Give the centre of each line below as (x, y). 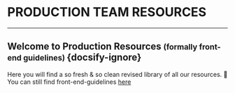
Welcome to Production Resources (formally (102, 46)
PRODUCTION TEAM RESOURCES (107, 12)
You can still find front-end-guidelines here (69, 82)
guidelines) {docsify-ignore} (83, 58)
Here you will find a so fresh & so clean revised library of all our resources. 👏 (117, 74)
